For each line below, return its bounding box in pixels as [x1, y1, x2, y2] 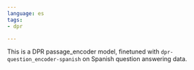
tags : [7, 16, 23, 23]
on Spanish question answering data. [82, 55, 187, 63]
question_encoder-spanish [7, 56, 81, 63]
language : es [7, 10, 45, 17]
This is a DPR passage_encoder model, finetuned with [7, 47, 160, 56]
